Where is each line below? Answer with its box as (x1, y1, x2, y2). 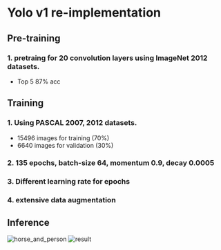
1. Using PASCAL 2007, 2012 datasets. (7, 118, 137, 128)
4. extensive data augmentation (7, 195, 116, 205)
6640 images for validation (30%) (17, 141, 114, 149)
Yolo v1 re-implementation (7, 5, 161, 21)
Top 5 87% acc (17, 77, 61, 86)
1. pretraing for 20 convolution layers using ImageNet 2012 (7, 53, 208, 63)
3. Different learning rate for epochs (7, 177, 130, 186)
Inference (7, 216, 50, 229)
